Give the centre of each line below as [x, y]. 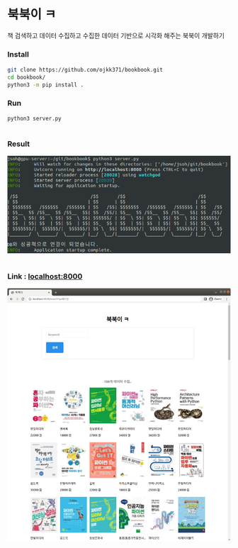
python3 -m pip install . [45, 85]
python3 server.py [34, 119]
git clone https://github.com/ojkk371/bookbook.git [85, 70]
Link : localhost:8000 [45, 276]
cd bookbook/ [27, 78]
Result [19, 144]
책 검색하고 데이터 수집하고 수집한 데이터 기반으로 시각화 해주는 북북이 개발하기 [116, 35]
